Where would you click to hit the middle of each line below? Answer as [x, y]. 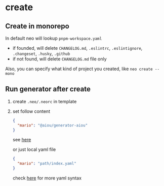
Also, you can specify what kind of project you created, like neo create [79, 69]
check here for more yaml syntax [47, 178]
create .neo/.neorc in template [45, 101]
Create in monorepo [37, 26]
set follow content [31, 111]
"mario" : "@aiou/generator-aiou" [53, 125]
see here [22, 140]
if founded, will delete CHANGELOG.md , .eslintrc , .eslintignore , [77, 48]
